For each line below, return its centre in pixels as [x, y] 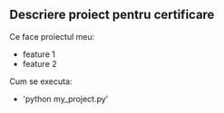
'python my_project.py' [65, 99]
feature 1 [39, 54]
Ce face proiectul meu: [52, 36]
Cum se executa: [41, 81]
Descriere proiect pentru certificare [112, 15]
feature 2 [39, 63]
